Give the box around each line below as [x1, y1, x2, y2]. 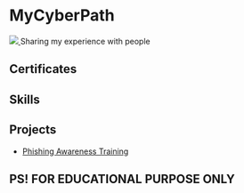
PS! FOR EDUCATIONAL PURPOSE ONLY [9, 171, 236, 187]
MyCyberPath [9, 5, 115, 26]
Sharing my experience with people [20, 36, 150, 46]
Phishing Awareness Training [21, 146, 129, 157]
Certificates [9, 61, 77, 76]
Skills [9, 92, 40, 107]
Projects [9, 122, 57, 138]
